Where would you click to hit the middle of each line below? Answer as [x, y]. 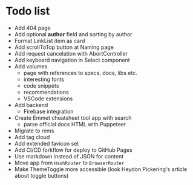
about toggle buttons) [41, 175]
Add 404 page [32, 28]
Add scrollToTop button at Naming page [64, 47]
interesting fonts [44, 79]
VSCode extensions [48, 99]
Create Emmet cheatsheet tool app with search [73, 118]
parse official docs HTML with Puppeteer [75, 124]
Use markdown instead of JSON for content [69, 156]
